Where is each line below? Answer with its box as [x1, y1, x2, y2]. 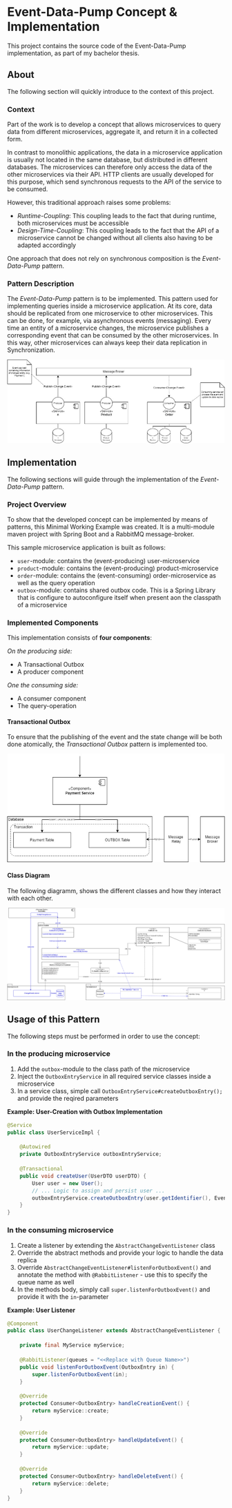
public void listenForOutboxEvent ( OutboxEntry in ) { [19, 1364, 175, 1371]
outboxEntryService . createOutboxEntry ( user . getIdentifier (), [32, 1195, 212, 1202]
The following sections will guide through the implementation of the [7, 475, 199, 483]
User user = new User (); [32, 1179, 104, 1187]
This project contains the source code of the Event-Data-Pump [7, 41, 186, 50]
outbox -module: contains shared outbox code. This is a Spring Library [17, 586, 216, 594]
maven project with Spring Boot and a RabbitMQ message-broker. [7, 529, 195, 538]
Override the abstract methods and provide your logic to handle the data [17, 1248, 224, 1257]
